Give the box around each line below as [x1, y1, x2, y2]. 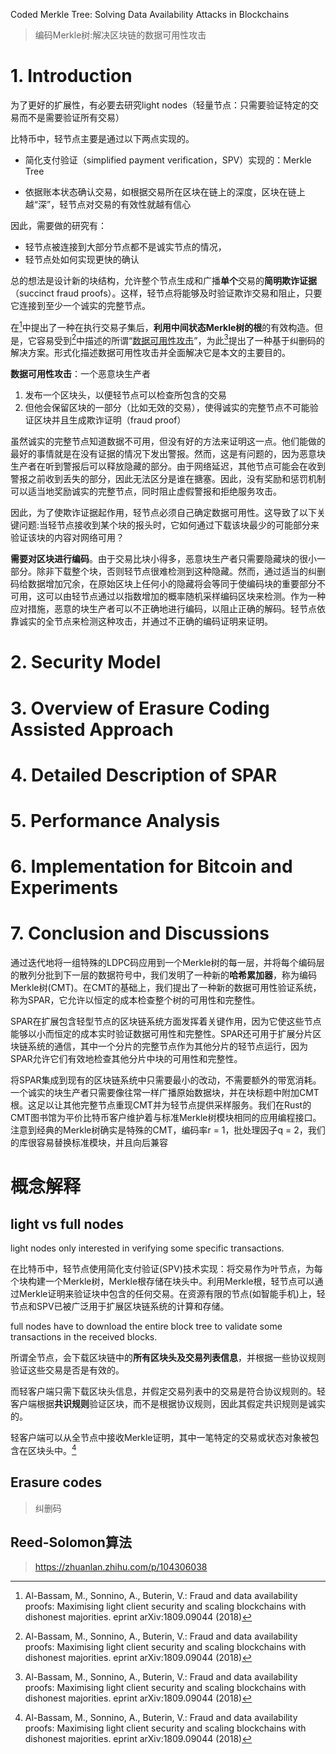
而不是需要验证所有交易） [18, 111, 125, 123]
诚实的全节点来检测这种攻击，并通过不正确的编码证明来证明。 [18, 615, 273, 628]
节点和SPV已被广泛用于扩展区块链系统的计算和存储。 [10, 1300, 230, 1313]
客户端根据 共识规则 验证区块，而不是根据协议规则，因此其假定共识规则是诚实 [10, 1398, 326, 1410]
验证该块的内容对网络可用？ [10, 532, 125, 544]
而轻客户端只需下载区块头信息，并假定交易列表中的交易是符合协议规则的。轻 [10, 1385, 326, 1398]
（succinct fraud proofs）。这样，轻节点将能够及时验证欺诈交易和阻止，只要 [10, 287, 323, 299]
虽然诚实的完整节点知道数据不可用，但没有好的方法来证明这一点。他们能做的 [10, 435, 326, 448]
